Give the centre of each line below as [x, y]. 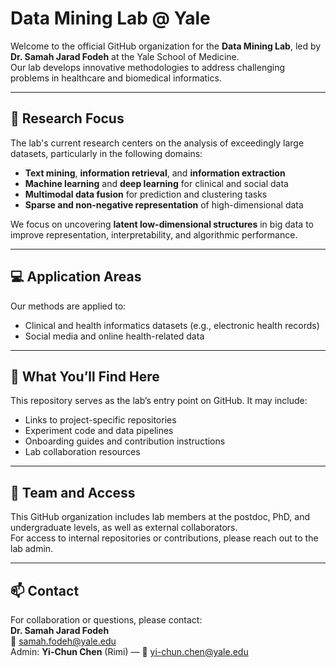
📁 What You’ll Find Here [85, 376]
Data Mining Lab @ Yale [110, 18]
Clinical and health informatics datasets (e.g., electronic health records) [172, 325]
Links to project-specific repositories [100, 420]
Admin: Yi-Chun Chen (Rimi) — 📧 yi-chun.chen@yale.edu [129, 651]
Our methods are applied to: [68, 306]
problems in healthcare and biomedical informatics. [116, 78]
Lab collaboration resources [82, 452]
